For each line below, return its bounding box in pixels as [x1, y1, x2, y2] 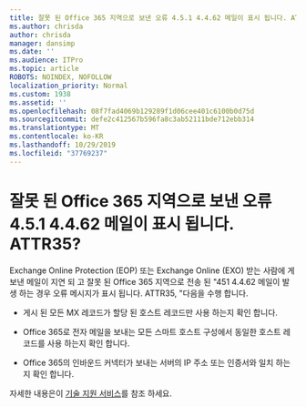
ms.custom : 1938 [9, 89, 71, 98]
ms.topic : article [9, 65, 79, 74]
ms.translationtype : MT [9, 124, 100, 133]
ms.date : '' [9, 47, 55, 56]
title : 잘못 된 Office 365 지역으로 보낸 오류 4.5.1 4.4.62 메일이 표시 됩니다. [9, 13, 288, 23]
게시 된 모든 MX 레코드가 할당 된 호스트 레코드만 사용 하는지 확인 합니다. [22, 307, 278, 318]
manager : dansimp [9, 38, 76, 48]
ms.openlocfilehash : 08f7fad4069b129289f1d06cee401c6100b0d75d [9, 107, 255, 116]
